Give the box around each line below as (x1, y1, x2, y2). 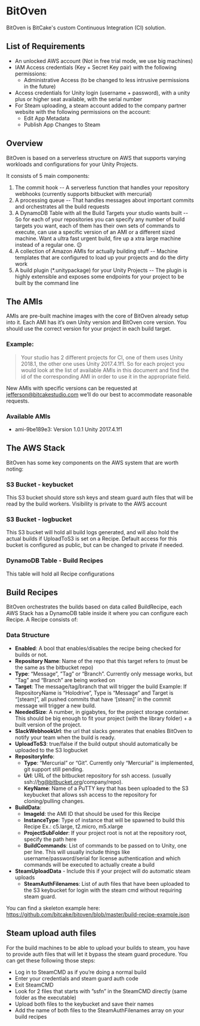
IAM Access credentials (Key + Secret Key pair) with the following (14, 63, 177, 71)
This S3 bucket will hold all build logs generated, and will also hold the (6, 529, 179, 536)
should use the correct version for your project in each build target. (6, 325, 171, 332)
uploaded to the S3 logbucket (14, 746, 88, 753)
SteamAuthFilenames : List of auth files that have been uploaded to (23, 880, 190, 887)
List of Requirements (6, 41, 85, 52)
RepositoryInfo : (14, 753, 55, 760)
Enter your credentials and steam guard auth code (14, 974, 139, 982)
